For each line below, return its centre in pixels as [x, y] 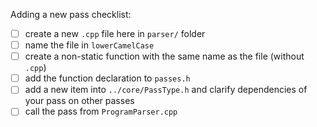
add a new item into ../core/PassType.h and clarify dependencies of [166, 90]
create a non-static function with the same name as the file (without [164, 56]
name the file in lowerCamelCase [89, 45]
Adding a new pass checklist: [71, 14]
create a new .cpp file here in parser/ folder [115, 33]
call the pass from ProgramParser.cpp [101, 111]
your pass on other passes [79, 101]
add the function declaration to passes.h [107, 78]
